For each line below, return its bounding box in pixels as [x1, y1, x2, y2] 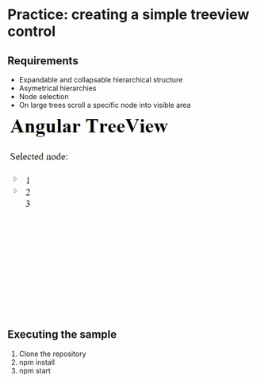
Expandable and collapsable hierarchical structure [18, 75, 183, 84]
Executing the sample [7, 327, 117, 342]
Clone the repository [18, 349, 86, 358]
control [7, 22, 56, 40]
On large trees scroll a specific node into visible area [18, 101, 191, 109]
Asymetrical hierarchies [18, 83, 97, 93]
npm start [18, 366, 51, 375]
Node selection [18, 92, 69, 101]
